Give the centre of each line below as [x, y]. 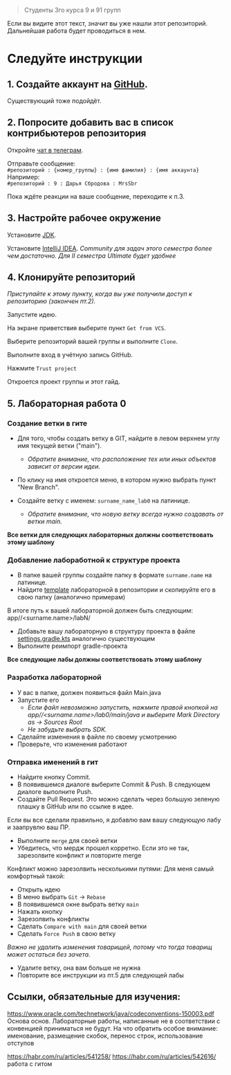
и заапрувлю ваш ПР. [39, 827]
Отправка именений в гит [53, 762]
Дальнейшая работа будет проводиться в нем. [77, 31]
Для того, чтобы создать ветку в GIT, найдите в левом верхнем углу [118, 438]
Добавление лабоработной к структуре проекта [94, 560]
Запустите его [38, 700]
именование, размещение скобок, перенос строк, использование [105, 1036]
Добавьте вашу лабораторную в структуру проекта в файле [106, 631]
